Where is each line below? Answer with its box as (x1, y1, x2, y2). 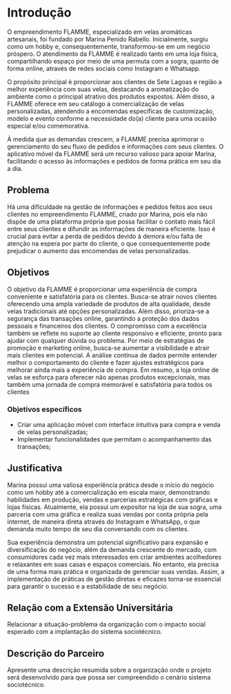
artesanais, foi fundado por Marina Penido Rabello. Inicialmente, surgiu (7, 34, 208, 43)
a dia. (7, 164, 23, 172)
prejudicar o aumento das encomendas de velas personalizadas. (7, 246, 191, 255)
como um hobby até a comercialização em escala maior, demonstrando (7, 488, 210, 496)
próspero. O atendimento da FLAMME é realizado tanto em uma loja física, (7, 50, 219, 58)
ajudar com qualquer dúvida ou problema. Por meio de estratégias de (7, 336, 205, 344)
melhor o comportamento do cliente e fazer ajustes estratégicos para (7, 358, 204, 366)
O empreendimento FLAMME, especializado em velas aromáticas (7, 28, 192, 36)
